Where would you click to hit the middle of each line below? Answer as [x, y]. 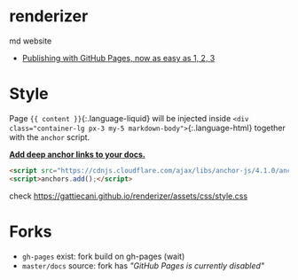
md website [31, 41]
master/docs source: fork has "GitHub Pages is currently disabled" [143, 265]
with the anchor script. [50, 137]
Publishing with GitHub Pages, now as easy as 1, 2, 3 [118, 58]
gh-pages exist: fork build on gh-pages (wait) [103, 256]
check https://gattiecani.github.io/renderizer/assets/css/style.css [129, 196]
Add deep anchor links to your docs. [78, 154]
